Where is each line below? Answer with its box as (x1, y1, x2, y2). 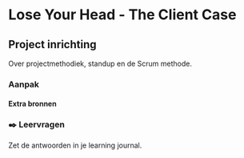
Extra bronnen (8, 99, 58, 108)
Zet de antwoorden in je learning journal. (8, 140, 142, 150)
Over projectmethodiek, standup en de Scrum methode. (8, 59, 193, 68)
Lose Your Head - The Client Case (8, 6, 237, 24)
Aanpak (8, 79, 40, 90)
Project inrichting (8, 38, 97, 51)
